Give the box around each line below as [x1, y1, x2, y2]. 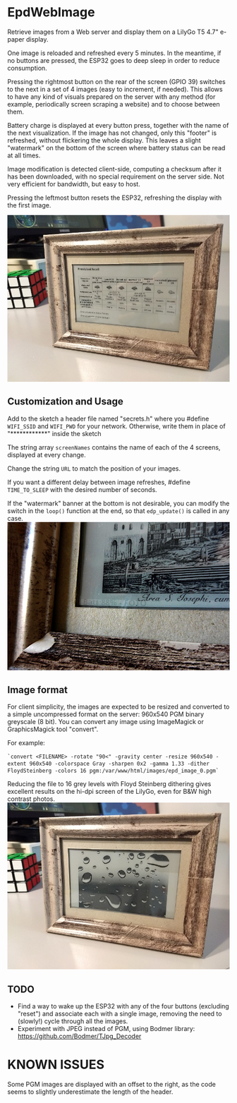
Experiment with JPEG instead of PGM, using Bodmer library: [17, 1025, 195, 1033]
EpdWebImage [7, 4, 95, 20]
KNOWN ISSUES [7, 1056, 104, 1073]
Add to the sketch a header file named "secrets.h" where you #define [7, 414, 209, 423]
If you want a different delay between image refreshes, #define [7, 478, 190, 486]
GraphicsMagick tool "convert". [7, 725, 99, 734]
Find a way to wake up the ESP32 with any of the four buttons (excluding [17, 1002, 229, 1011]
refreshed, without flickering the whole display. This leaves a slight [7, 135, 201, 145]
